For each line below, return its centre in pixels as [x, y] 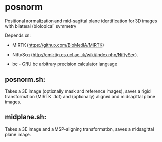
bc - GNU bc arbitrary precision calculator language [65, 64]
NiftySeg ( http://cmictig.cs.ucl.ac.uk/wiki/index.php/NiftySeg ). [75, 54]
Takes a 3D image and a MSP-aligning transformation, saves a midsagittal [80, 129]
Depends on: [18, 35]
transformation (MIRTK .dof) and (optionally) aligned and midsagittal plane [80, 96]
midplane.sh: [26, 117]
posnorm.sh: [25, 79]
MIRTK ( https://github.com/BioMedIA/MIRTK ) [58, 45]
